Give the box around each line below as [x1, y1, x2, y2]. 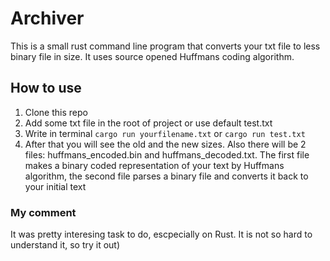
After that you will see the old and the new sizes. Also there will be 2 [24, 138, 307, 150]
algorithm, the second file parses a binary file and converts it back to [24, 170, 309, 182]
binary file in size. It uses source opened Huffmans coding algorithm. [10, 50, 295, 62]
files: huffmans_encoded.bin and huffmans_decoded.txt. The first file [24, 148, 310, 161]
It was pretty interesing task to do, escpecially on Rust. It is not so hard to [10, 228, 313, 241]
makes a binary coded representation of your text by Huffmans [24, 159, 285, 171]
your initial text [24, 180, 87, 192]
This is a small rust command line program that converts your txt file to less [10, 40, 321, 52]
